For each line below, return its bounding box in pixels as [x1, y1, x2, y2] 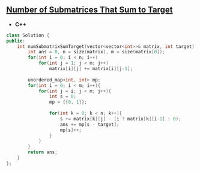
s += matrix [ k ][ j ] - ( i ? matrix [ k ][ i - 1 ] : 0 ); [59, 116, 181, 122]
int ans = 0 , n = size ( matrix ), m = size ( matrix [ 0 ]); [28, 49, 165, 55]
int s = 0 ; [49, 93, 77, 99]
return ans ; [28, 149, 58, 155]
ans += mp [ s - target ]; [59, 121, 120, 128]
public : [6, 38, 26, 44]
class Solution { [6, 32, 50, 38]
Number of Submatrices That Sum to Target [6, 5, 173, 15]
